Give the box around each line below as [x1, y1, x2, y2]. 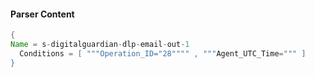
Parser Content [10, 8, 75, 20]
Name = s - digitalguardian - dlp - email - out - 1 [10, 40, 190, 50]
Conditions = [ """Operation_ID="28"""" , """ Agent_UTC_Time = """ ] [19, 48, 307, 59]
